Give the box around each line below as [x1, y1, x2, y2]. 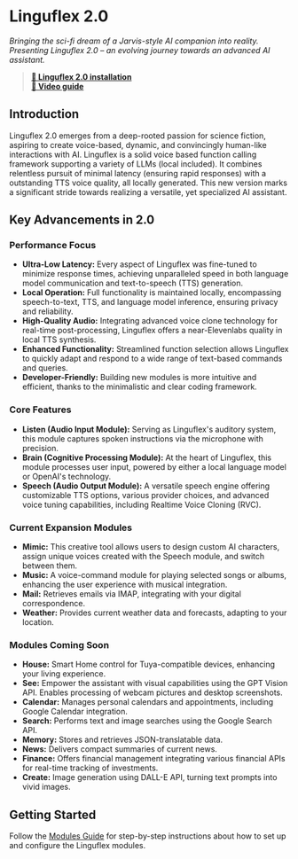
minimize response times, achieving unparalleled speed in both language [21, 269, 289, 279]
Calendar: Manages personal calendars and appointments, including [21, 697, 274, 707]
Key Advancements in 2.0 [9, 213, 155, 228]
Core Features [9, 403, 72, 416]
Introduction [9, 106, 80, 121]
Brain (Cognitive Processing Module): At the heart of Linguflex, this [21, 452, 272, 463]
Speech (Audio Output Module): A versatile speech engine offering [21, 480, 271, 491]
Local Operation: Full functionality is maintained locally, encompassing [21, 287, 282, 298]
